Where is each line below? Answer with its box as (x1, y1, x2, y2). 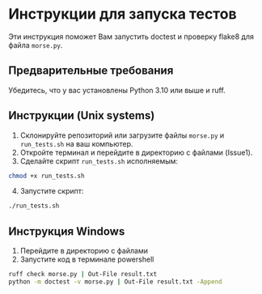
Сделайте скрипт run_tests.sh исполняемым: (19, 156, 179, 166)
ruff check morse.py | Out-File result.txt (8, 271, 158, 279)
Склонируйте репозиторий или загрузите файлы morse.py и (19, 130, 225, 140)
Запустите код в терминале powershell (19, 254, 154, 264)
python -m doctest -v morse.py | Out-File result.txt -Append (8, 278, 222, 286)
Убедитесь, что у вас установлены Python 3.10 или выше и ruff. (8, 85, 226, 95)
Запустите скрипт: (19, 186, 84, 196)
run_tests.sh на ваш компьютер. (19, 138, 133, 148)
